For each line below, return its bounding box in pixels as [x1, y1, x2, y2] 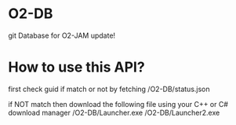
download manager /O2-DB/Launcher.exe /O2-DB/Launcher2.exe [8, 108, 220, 117]
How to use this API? [8, 58, 145, 76]
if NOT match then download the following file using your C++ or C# [8, 99, 229, 108]
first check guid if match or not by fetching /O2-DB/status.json [8, 84, 210, 94]
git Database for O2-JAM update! [8, 31, 116, 40]
